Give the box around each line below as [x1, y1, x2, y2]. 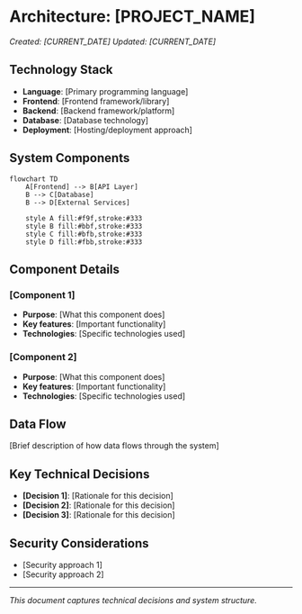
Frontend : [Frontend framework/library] [22, 95, 170, 106]
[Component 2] [9, 351, 78, 364]
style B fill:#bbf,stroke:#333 [25, 221, 143, 230]
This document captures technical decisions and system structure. [9, 594, 258, 605]
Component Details [9, 261, 120, 276]
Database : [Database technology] [22, 114, 149, 125]
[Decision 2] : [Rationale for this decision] [22, 500, 175, 510]
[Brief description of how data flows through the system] [9, 440, 220, 451]
